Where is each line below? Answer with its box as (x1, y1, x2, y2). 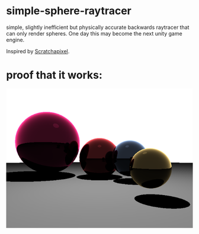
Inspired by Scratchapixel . (6, 47, 70, 54)
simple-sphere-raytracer (6, 4, 131, 18)
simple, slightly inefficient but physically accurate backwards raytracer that (6, 24, 190, 31)
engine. (6, 36, 25, 43)
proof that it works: (6, 69, 102, 82)
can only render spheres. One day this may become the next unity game (6, 30, 182, 37)
